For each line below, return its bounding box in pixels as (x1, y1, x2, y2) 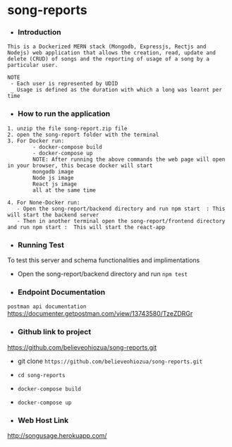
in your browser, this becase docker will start (7, 161, 153, 169)
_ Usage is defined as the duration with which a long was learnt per (10, 87, 222, 94)
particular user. (7, 62, 59, 69)
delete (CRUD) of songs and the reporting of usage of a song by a (7, 56, 210, 63)
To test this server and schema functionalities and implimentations (7, 256, 200, 264)
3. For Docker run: (7, 137, 65, 145)
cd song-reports (17, 372, 66, 379)
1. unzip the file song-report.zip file (7, 125, 128, 132)
